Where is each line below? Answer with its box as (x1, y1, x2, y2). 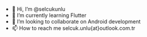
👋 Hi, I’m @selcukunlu (11, 6, 65, 12)
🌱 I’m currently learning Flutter (11, 12, 87, 19)
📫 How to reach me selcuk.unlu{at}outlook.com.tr (11, 25, 136, 32)
